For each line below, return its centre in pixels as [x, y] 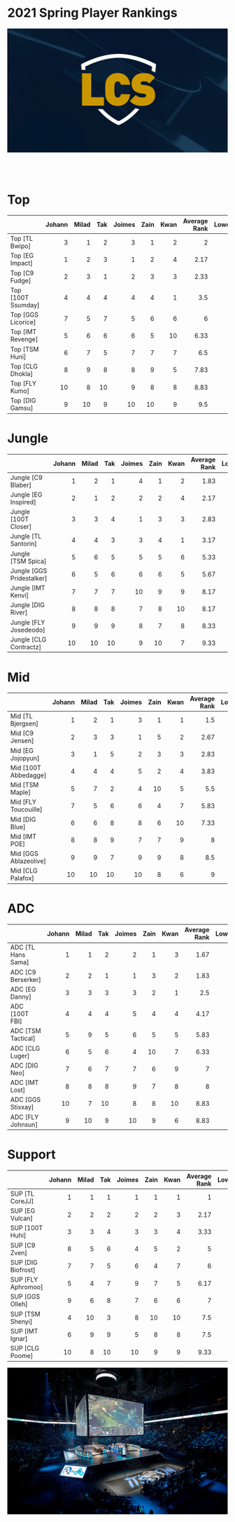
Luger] [20, 1056]
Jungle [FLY [28, 622]
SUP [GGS [25, 1296]
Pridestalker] [29, 578]
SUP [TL [22, 1194]
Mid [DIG [23, 819]
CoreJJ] [22, 1201]
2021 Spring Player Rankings [92, 13]
